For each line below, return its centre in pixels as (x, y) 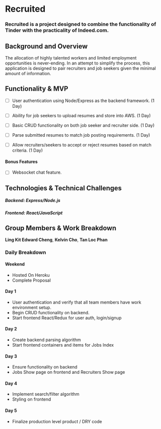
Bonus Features (21, 162)
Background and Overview (46, 46)
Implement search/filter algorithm (46, 394)
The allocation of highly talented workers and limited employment (71, 58)
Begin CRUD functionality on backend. (51, 312)
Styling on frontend (31, 399)
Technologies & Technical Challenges (63, 188)
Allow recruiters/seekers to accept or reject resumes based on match (82, 144)
